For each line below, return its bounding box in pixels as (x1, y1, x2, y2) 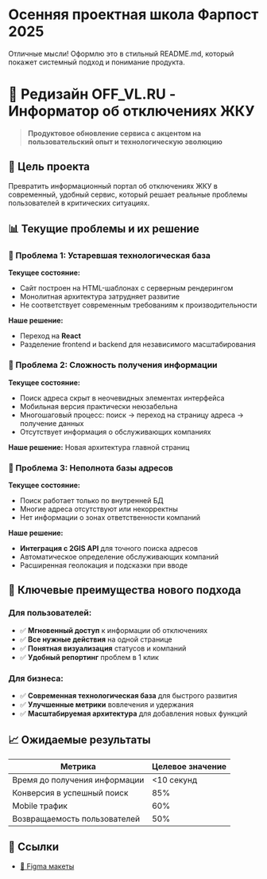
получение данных (19, 418, 84, 428)
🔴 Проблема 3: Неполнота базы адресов (8, 462, 173, 473)
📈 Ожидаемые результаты (8, 733, 151, 747)
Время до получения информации (12, 774, 145, 785)
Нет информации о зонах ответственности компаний (19, 512, 201, 522)
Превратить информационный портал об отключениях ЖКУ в (8, 181, 219, 190)
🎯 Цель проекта (8, 160, 90, 174)
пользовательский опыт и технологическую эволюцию (27, 137, 222, 146)
